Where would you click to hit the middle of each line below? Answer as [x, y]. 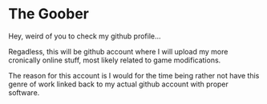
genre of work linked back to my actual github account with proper [118, 84]
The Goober [49, 14]
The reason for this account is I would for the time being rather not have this [134, 75]
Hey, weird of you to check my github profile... [85, 36]
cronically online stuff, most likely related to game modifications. [115, 60]
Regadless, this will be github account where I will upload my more [118, 51]
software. [24, 92]
